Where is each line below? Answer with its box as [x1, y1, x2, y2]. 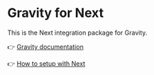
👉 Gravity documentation [7, 42, 84, 51]
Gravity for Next [7, 5, 104, 21]
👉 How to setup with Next [7, 59, 86, 68]
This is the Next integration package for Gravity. [7, 28, 148, 37]
